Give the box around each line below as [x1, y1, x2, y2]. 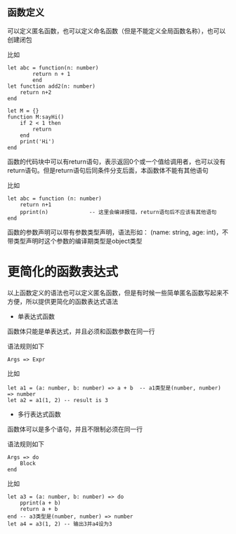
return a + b [20, 505, 58, 512]
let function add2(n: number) [7, 83, 96, 90]
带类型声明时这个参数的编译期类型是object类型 [7, 236, 143, 245]
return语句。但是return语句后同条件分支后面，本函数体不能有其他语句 [7, 166, 209, 174]
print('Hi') [20, 138, 55, 145]
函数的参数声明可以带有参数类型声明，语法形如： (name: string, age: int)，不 [7, 227, 229, 236]
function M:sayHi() [7, 113, 65, 121]
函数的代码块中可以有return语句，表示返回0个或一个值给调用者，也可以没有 [7, 157, 226, 166]
